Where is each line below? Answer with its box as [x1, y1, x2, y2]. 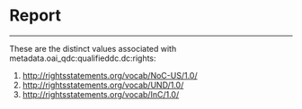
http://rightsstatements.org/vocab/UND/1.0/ [22, 80, 184, 90]
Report [9, 5, 61, 26]
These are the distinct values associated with [9, 43, 177, 54]
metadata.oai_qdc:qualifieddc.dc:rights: [9, 53, 156, 63]
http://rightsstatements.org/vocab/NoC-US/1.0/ [22, 70, 198, 80]
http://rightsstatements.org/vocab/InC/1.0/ [22, 88, 180, 99]
